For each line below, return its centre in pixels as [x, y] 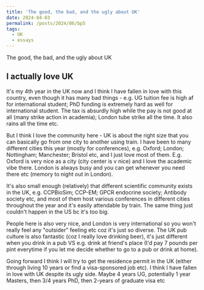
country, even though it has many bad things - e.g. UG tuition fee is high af [100, 97]
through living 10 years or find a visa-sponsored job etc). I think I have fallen [101, 268]
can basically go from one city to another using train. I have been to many [99, 142]
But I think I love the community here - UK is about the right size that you [97, 135]
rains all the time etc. [33, 123]
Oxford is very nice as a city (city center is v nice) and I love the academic [99, 161]
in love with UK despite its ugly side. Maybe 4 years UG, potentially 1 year [98, 274]
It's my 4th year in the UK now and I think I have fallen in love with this [94, 91]
